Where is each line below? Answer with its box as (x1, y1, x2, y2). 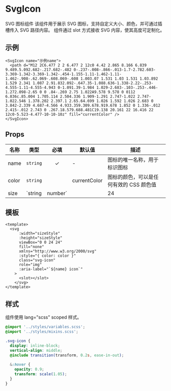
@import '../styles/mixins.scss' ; (5, 329, 79, 334)
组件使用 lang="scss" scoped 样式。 (5, 314, 82, 321)
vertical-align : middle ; (10, 348, 63, 353)
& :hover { (10, 362, 31, 368)
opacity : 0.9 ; (14, 367, 44, 372)
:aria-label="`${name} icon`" (18, 266, 83, 272)
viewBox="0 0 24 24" (18, 240, 63, 245)
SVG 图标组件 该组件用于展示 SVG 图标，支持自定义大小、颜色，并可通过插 (5, 20, 162, 27)
